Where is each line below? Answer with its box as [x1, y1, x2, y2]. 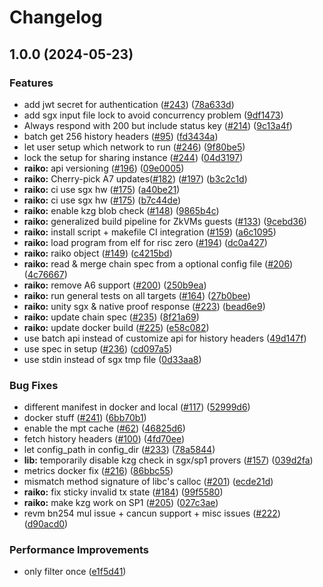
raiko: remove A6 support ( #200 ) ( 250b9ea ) [23, 279, 207, 291]
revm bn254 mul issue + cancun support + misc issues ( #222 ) [23, 507, 281, 520]
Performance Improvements [9, 543, 150, 557]
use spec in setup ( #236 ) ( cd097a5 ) [23, 342, 173, 355]
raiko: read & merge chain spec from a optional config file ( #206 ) [23, 257, 294, 270]
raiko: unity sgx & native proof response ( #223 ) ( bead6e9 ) [23, 300, 266, 312]
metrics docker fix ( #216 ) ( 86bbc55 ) [23, 465, 174, 477]
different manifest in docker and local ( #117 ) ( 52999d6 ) [23, 401, 251, 413]
